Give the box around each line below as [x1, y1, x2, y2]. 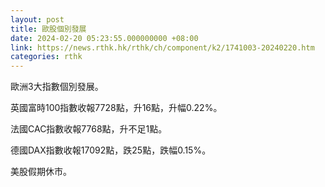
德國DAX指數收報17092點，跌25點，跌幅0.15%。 [10, 144, 212, 156]
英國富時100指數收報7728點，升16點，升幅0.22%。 [10, 102, 223, 114]
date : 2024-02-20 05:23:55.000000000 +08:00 [10, 33, 199, 43]
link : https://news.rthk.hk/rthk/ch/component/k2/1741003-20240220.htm [10, 42, 315, 53]
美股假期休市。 [10, 166, 72, 178]
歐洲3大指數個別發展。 [10, 81, 104, 93]
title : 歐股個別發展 [10, 24, 87, 34]
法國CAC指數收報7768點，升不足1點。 [10, 123, 168, 135]
